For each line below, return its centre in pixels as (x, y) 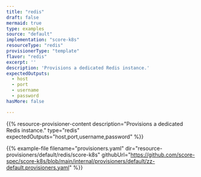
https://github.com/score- (163, 155)
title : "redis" (25, 12)
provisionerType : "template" (43, 51)
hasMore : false (25, 101)
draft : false (23, 17)
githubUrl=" (116, 155)
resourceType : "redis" (35, 46)
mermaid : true (24, 23)
